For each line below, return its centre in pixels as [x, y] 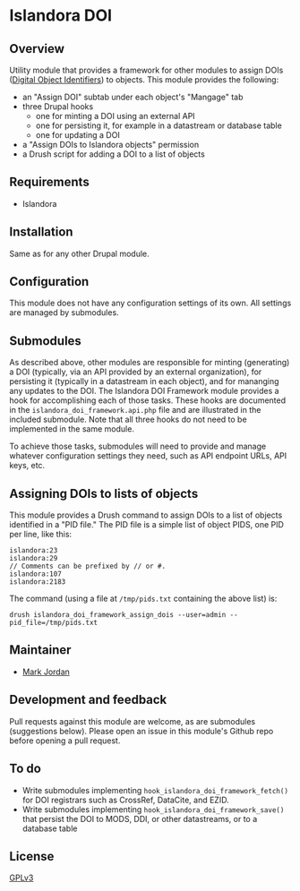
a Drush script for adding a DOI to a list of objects [114, 154]
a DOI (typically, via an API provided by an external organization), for [136, 372]
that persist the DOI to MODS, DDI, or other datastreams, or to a [140, 818]
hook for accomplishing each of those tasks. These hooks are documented [148, 400]
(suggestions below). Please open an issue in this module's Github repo [141, 731]
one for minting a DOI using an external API [115, 116]
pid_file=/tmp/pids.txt [54, 623]
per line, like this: [41, 535]
